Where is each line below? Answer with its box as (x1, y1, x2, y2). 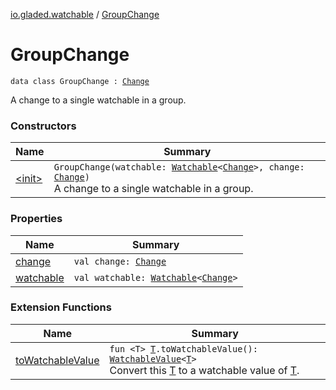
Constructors (10, 119, 77, 133)
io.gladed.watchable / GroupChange (10, 9, 160, 20)
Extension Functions (10, 300, 112, 314)
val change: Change (73, 255, 167, 267)
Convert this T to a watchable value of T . (109, 363, 300, 377)
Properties (10, 212, 63, 226)
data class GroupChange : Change (10, 76, 150, 86)
